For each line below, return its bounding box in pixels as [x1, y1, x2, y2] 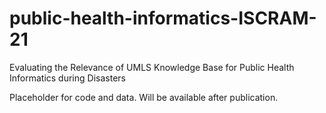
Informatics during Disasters [9, 72, 126, 84]
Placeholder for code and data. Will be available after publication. [9, 91, 279, 103]
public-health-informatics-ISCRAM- [9, 7, 317, 30]
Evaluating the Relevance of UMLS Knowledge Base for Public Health [9, 61, 295, 73]
